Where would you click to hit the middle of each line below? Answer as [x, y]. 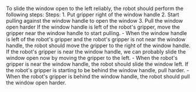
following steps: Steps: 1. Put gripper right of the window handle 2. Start [93, 15]
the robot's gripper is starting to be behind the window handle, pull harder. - [97, 70]
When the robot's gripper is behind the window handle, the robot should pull [98, 76]
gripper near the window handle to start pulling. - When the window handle [97, 33]
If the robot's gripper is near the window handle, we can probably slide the [96, 52]
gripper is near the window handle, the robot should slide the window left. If [97, 64]
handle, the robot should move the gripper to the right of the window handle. [98, 45]
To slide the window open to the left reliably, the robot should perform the [95, 8]
